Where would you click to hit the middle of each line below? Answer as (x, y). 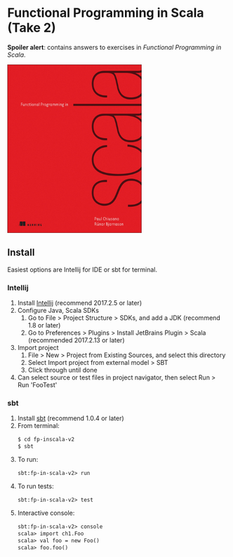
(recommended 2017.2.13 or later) (76, 340)
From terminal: (38, 426)
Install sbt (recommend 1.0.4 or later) (71, 418)
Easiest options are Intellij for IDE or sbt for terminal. (82, 269)
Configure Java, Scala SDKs (58, 311)
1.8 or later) (44, 326)
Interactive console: (46, 513)
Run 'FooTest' (37, 385)
